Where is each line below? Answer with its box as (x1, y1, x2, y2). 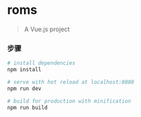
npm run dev (7, 85, 41, 92)
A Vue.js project (23, 25, 70, 33)
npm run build (7, 104, 48, 111)
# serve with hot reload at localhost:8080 (7, 78, 135, 85)
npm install (7, 66, 41, 73)
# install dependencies (7, 60, 76, 67)
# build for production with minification (7, 98, 131, 105)
